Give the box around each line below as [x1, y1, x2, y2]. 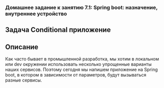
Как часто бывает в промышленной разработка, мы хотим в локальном [5, 56, 159, 62]
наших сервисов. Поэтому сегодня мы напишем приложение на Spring [5, 66, 158, 72]
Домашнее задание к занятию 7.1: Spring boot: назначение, [5, 4, 158, 11]
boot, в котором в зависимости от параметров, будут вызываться [5, 72, 146, 78]
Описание [5, 42, 38, 51]
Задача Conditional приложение [5, 25, 111, 34]
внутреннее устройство [5, 10, 67, 17]
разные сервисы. [5, 77, 42, 83]
